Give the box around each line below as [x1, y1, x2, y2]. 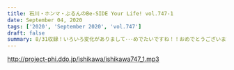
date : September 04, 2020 [7, 17, 82, 24]
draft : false [7, 29, 45, 37]
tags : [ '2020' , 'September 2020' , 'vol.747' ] [7, 23, 141, 30]
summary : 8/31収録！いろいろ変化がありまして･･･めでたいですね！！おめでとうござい [7, 36, 221, 43]
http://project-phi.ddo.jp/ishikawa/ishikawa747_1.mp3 [7, 55, 159, 63]
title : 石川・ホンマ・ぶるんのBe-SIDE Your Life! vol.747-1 [7, 10, 174, 17]
